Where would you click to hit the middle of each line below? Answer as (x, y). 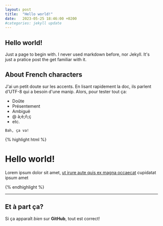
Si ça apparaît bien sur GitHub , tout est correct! (53, 218)
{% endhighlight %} (25, 187)
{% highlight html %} (26, 139)
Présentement (26, 106)
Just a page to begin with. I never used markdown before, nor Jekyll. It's (77, 54)
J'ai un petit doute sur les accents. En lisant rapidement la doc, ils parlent (78, 86)
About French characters (44, 75)
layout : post (18, 9)
